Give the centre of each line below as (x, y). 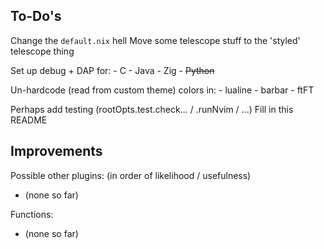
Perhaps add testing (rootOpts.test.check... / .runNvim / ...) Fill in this (152, 109)
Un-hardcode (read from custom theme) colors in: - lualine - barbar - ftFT (162, 90)
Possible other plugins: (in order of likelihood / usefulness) (131, 175)
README (29, 120)
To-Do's (36, 16)
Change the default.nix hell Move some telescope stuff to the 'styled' (155, 40)
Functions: (32, 214)
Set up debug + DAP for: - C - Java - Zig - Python (112, 70)
